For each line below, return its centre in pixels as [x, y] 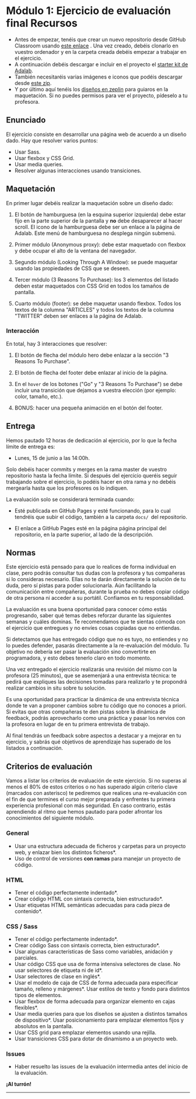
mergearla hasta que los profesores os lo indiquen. [67, 488]
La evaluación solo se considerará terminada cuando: [70, 499]
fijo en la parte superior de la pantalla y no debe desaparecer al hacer [98, 220]
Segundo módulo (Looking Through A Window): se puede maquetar [96, 262]
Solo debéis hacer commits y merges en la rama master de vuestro [87, 469]
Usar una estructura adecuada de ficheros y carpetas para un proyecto [100, 846]
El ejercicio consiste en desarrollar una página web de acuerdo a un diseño [96, 134]
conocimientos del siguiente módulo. [50, 818]
